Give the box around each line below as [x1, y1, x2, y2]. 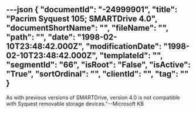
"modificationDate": [86, 41, 162, 52]
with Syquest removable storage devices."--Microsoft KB [6, 100, 144, 107]
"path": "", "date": [6, 32, 76, 42]
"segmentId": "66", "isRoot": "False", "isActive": [6, 60, 191, 70]
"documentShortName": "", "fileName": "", [6, 23, 168, 33]
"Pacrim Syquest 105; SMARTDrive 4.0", [6, 14, 157, 24]
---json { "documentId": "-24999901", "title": [6, 5, 178, 15]
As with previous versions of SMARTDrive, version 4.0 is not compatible [6, 94, 180, 101]
